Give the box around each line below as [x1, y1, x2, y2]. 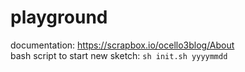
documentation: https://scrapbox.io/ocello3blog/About [10, 39, 235, 51]
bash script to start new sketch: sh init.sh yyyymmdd [10, 49, 228, 61]
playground [10, 6, 108, 29]
